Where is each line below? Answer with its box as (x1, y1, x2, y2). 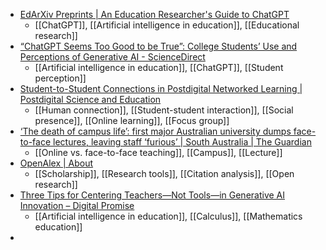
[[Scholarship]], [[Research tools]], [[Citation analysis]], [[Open (34, 168, 295, 179)
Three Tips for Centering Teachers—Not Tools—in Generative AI (19, 189, 286, 201)
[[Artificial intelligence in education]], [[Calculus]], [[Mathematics (34, 210, 303, 222)
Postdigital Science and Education (19, 94, 162, 105)
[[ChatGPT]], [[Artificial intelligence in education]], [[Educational (34, 19, 300, 31)
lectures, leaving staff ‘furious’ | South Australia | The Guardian (52, 136, 312, 148)
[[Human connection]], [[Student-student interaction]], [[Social (34, 104, 294, 116)
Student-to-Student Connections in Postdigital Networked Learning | (19, 83, 303, 94)
